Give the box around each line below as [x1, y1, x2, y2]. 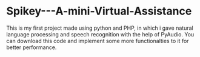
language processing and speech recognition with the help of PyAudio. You [6, 30, 195, 38]
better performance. [6, 44, 57, 51]
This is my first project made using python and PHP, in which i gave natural [6, 24, 193, 32]
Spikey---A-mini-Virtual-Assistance [6, 4, 192, 18]
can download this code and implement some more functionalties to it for [6, 37, 189, 44]
